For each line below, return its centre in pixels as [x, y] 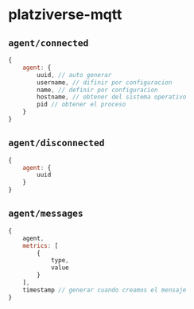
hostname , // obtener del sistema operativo [112, 97]
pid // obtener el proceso [81, 105]
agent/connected [48, 43]
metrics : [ [41, 245]
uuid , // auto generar [74, 75]
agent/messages [46, 214]
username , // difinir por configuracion [105, 82]
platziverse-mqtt [65, 15]
